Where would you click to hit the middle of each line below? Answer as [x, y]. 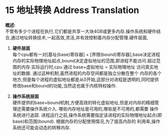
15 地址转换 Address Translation [72, 10]
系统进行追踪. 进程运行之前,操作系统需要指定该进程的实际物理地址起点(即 [87, 115]
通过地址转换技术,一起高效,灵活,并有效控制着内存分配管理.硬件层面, [80, 37]
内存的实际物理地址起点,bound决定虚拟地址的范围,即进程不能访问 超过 [84, 60]
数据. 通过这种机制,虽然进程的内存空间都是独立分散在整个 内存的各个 [91, 73]
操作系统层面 [25, 96]
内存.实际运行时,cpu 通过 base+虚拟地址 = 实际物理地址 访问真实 [88, 67]
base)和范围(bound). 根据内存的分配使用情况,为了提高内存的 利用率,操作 [86, 121]
